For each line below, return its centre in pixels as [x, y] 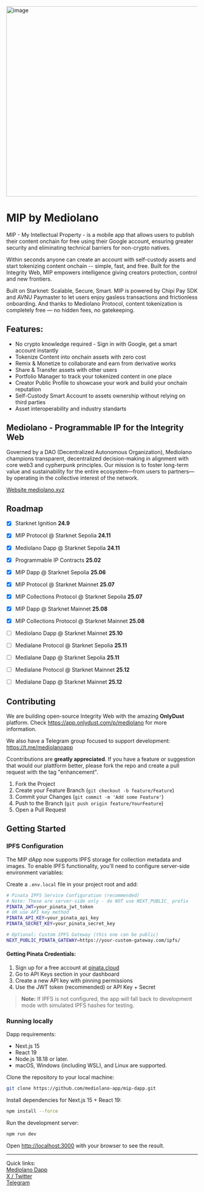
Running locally [30, 1021]
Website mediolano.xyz [36, 489]
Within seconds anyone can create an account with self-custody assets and [101, 259]
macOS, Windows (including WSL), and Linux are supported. [91, 1065]
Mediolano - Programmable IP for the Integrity [95, 428]
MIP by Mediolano [53, 218]
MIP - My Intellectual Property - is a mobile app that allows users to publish [100, 234]
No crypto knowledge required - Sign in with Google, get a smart [96, 344]
